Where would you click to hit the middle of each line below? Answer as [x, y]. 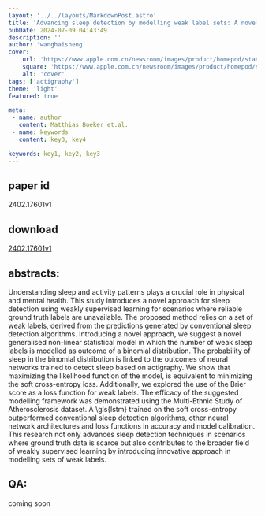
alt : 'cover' [44, 74]
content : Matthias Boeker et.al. [73, 125]
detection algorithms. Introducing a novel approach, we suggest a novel [125, 334]
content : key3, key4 [52, 139]
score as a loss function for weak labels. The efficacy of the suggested [123, 392]
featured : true [33, 96]
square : [35, 67]
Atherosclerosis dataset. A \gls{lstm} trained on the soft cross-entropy [122, 409]
